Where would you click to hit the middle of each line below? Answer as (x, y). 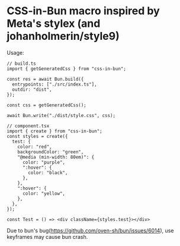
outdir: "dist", (32, 89)
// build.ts (21, 64)
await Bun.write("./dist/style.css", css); (61, 115)
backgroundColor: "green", (51, 152)
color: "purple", (44, 162)
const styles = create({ (37, 136)
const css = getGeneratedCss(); (46, 105)
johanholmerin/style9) (63, 36)
